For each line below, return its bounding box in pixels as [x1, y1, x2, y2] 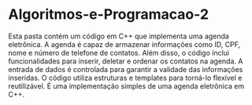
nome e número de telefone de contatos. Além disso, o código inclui [8, 48, 230, 57]
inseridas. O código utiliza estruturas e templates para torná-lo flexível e [8, 73, 243, 82]
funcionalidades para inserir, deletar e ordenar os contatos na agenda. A [8, 56, 243, 66]
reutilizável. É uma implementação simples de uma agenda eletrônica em [8, 81, 245, 91]
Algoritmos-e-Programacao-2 [8, 5, 209, 24]
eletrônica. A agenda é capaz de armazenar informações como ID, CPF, [8, 39, 241, 49]
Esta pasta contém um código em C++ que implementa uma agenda [8, 31, 230, 41]
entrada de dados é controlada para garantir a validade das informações [8, 64, 243, 74]
